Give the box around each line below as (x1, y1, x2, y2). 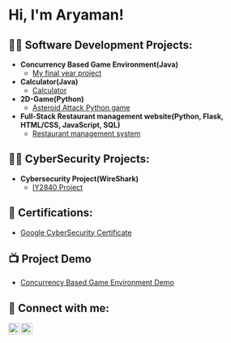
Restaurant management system (32, 128, 141, 138)
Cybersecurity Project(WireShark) (19, 173, 139, 184)
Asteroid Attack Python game (32, 103, 131, 112)
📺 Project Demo (8, 252, 92, 266)
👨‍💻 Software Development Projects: (8, 38, 193, 52)
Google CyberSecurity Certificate (19, 228, 132, 237)
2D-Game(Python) (19, 94, 84, 103)
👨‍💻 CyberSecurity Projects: (8, 152, 150, 166)
